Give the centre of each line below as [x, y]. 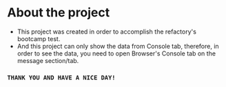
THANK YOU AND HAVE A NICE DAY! [61, 77]
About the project [59, 13]
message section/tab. [48, 60]
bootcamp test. [39, 38]
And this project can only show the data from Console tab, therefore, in [118, 46]
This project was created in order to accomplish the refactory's [106, 32]
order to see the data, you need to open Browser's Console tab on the [116, 53]
